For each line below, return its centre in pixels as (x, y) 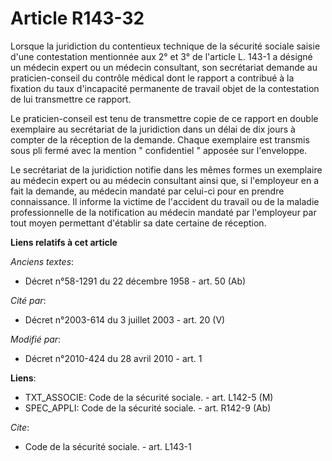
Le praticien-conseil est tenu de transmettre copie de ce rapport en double (164, 118)
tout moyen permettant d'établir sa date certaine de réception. (138, 223)
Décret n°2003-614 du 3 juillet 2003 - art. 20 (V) (125, 319)
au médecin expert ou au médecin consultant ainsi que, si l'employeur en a (165, 180)
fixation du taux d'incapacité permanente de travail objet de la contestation (165, 88)
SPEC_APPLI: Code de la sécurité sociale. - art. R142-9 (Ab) (148, 408)
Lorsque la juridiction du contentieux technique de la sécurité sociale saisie (165, 46)
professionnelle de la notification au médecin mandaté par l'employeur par (163, 212)
